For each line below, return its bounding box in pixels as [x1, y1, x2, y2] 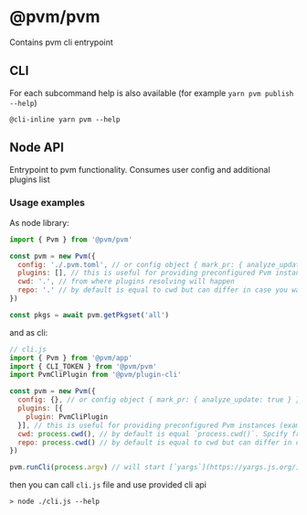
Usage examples [9, 197, 85, 209]
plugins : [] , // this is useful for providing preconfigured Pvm [17, 268, 272, 278]
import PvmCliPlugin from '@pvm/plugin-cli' [9, 370, 182, 380]
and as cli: [9, 327, 48, 338]
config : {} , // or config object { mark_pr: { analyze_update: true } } [17, 395, 301, 404]
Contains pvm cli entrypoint [9, 37, 114, 48]
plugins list [9, 174, 50, 185]
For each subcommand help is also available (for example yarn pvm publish [9, 87, 294, 98]
